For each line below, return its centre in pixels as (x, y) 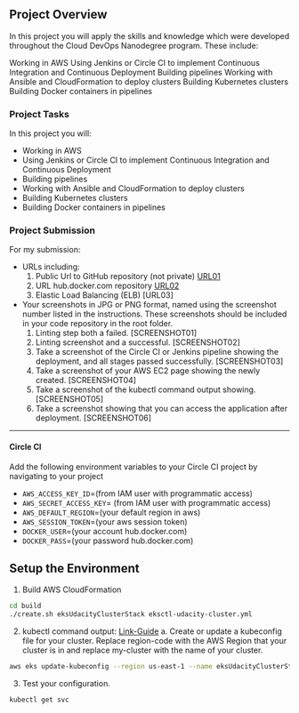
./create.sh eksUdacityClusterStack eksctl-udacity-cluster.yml (131, 614)
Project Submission (53, 230)
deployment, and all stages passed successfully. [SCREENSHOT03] (159, 361)
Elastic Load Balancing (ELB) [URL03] (104, 295)
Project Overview (58, 15)
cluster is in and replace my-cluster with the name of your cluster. (142, 650)
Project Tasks (39, 114)
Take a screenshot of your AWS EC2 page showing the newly (148, 371)
